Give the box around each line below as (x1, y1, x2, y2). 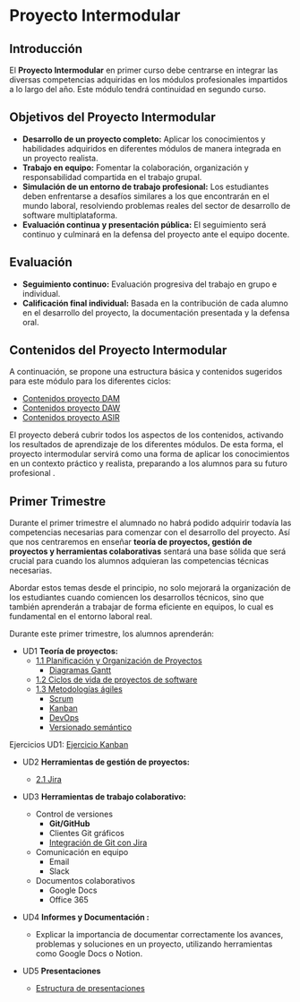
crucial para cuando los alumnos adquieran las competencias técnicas (9, 556, 270, 566)
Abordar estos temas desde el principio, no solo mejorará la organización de (9, 583, 291, 593)
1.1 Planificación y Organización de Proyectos (35, 655, 203, 666)
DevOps (48, 713, 79, 723)
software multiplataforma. (21, 210, 118, 220)
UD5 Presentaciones (21, 965, 101, 977)
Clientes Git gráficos (48, 828, 125, 839)
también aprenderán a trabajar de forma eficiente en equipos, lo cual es (9, 601, 274, 612)
